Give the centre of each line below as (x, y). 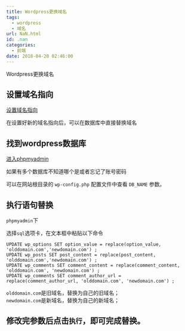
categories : (21, 45)
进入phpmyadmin (27, 159)
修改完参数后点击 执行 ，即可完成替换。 (75, 321)
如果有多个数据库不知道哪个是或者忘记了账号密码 (66, 171)
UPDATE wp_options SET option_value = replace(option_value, (84, 245)
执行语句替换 (30, 205)
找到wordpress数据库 (46, 143)
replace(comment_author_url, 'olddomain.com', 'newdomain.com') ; (90, 281)
